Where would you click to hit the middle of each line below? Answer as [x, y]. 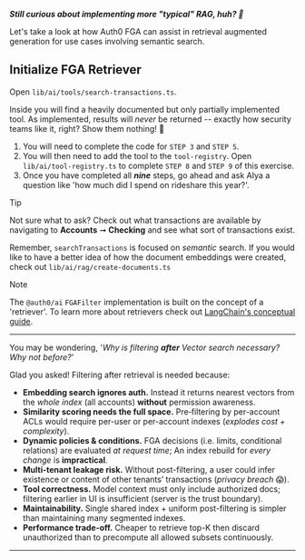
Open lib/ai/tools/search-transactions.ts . [93, 92]
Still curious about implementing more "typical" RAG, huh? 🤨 [127, 14]
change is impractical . [65, 460]
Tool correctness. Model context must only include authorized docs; [152, 489]
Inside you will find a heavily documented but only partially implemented [144, 109]
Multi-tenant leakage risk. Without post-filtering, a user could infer [148, 469]
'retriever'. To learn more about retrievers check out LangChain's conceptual [152, 311]
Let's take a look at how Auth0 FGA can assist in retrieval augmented [138, 31]
